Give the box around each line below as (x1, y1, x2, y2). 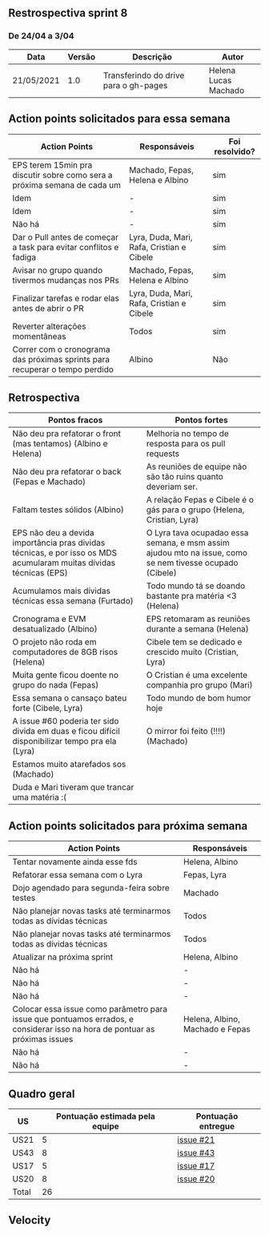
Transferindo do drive (102, 70, 185, 81)
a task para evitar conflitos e (12, 241, 119, 252)
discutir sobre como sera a (12, 169, 114, 180)
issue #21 (177, 1134, 215, 1145)
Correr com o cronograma (12, 344, 110, 355)
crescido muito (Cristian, (146, 647, 239, 658)
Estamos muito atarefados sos (12, 759, 126, 770)
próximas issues (12, 1034, 74, 1045)
